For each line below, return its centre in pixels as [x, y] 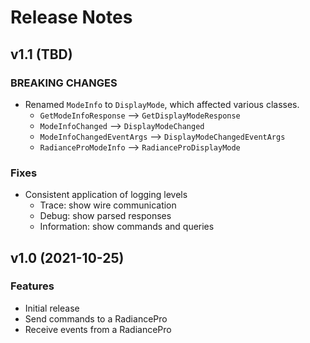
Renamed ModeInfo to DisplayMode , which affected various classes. [162, 104]
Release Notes [71, 17]
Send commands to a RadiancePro [96, 318]
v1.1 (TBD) [41, 54]
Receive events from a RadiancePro [98, 329]
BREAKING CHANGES [64, 83]
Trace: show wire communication [108, 205]
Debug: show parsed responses [105, 216]
